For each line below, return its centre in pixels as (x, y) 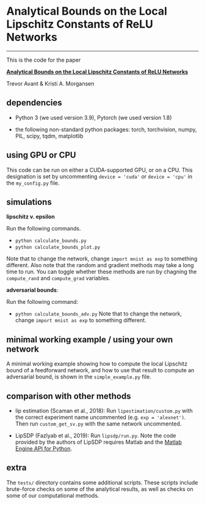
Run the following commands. (44, 229)
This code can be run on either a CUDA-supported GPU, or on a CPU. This (100, 170)
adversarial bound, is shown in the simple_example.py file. (79, 377)
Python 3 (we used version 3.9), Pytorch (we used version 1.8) (93, 117)
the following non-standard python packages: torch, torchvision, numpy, (106, 129)
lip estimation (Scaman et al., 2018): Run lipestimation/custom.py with (104, 411)
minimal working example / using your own (90, 340)
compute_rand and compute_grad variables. (59, 278)
